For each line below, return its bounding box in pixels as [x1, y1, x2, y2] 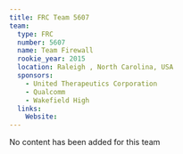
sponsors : [17, 71, 54, 80]
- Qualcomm [25, 87, 66, 96]
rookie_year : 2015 [17, 54, 87, 63]
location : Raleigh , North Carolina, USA [17, 63, 174, 72]
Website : [25, 112, 58, 121]
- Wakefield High [25, 95, 90, 105]
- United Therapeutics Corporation [25, 79, 158, 88]
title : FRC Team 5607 [9, 12, 90, 22]
